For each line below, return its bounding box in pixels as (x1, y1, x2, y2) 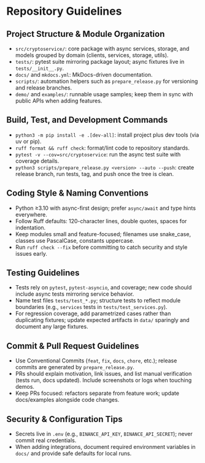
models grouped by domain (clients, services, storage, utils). (15, 52, 169, 59)
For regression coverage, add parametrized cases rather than (15, 310, 171, 317)
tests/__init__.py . (15, 64, 64, 72)
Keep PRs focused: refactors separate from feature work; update (15, 389, 180, 397)
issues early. (15, 250, 48, 257)
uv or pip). (15, 137, 42, 145)
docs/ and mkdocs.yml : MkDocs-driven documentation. (15, 71, 153, 78)
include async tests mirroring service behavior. (15, 290, 134, 298)
